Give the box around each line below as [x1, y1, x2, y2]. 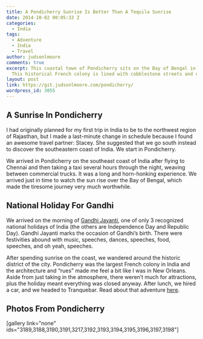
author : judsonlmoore [6, 54, 61, 60]
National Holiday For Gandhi [6, 200, 114, 211]
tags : [6, 31, 20, 38]
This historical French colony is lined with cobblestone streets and [11, 71, 193, 77]
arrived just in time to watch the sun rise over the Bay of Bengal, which [6, 176, 182, 183]
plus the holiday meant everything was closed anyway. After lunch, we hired [6, 280, 196, 287]
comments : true [6, 59, 45, 65]
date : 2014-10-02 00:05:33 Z [6, 15, 80, 21]
